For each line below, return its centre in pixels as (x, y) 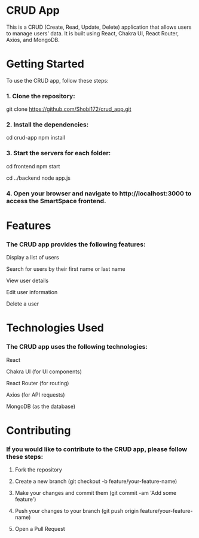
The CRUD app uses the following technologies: (77, 347)
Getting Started (45, 64)
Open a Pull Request (40, 529)
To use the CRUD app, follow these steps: (57, 80)
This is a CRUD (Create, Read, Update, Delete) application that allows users (99, 27)
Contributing (39, 430)
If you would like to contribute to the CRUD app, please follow (97, 449)
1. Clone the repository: (41, 96)
